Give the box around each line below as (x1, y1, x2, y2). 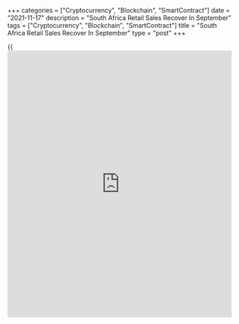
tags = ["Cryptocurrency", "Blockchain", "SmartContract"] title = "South (7, 21, 218, 29)
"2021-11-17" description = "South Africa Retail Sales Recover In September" (7, 14, 232, 22)
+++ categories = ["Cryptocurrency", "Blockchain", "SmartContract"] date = (7, 6, 230, 14)
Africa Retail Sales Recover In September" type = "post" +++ (7, 28, 186, 37)
